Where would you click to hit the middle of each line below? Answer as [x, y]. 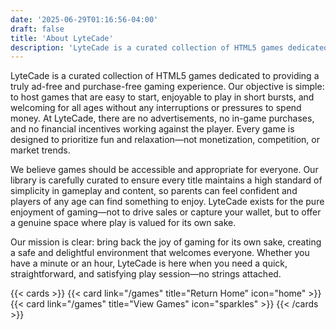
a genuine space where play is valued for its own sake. [123, 223]
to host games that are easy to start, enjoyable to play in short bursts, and [162, 97]
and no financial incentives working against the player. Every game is [152, 129]
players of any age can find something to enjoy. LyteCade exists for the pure [167, 202]
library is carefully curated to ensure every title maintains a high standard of [166, 180]
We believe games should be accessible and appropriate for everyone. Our [164, 170]
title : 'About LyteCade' [62, 38]
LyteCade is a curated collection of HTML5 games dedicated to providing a [165, 76]
